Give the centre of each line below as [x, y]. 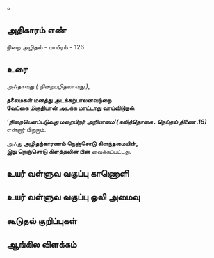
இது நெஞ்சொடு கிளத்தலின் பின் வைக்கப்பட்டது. [69, 151]
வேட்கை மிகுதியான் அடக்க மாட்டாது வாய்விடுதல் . [71, 108]
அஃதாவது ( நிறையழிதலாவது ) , [48, 86]
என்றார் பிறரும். [26, 129]
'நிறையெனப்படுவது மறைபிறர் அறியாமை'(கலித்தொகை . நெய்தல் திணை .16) [107, 122]
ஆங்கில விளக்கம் [42, 244]
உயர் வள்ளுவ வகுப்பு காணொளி [68, 174]
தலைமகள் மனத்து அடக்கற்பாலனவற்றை [59, 100]
